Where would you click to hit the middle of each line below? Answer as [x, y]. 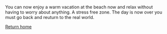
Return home [18, 27]
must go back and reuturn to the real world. [50, 17]
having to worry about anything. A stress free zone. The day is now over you [84, 12]
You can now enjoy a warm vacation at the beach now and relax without [79, 7]
